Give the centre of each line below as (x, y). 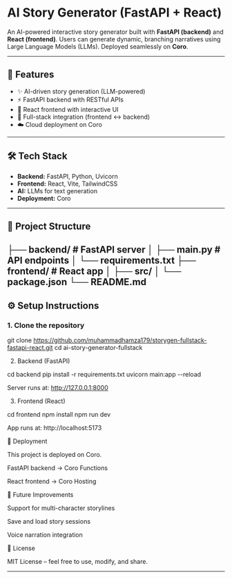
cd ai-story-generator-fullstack (98, 348)
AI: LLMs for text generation (57, 190)
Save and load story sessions (49, 522)
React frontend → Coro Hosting (52, 482)
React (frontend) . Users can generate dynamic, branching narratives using (114, 39)
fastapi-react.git (30, 348)
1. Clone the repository (46, 325)
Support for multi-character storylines (61, 508)
